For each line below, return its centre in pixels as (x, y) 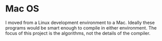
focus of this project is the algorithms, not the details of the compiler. (78, 33)
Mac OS (22, 9)
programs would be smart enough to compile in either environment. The (81, 27)
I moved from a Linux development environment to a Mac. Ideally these (80, 22)
